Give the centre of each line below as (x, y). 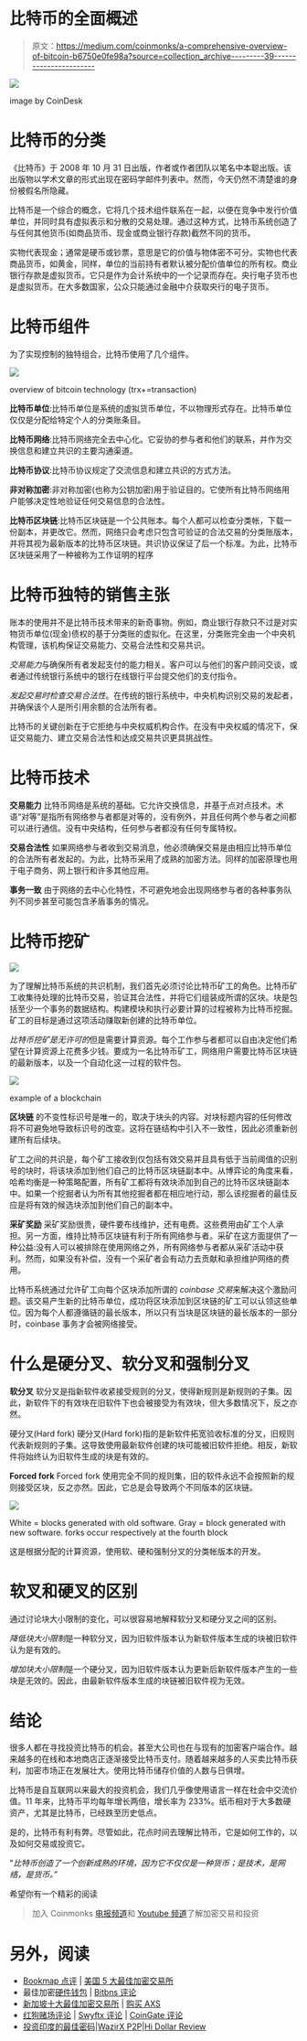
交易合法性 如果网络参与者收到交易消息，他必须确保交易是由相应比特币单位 (151, 847)
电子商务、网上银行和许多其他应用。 (85, 870)
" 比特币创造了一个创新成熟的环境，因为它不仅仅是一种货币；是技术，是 (143, 1864)
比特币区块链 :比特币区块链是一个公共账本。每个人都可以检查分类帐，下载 (147, 520)
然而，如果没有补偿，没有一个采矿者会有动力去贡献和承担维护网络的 (153, 1258)
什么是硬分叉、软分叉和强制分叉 (130, 1364)
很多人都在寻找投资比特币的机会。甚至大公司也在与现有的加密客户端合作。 (149, 1747)
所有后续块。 (41, 1139)
